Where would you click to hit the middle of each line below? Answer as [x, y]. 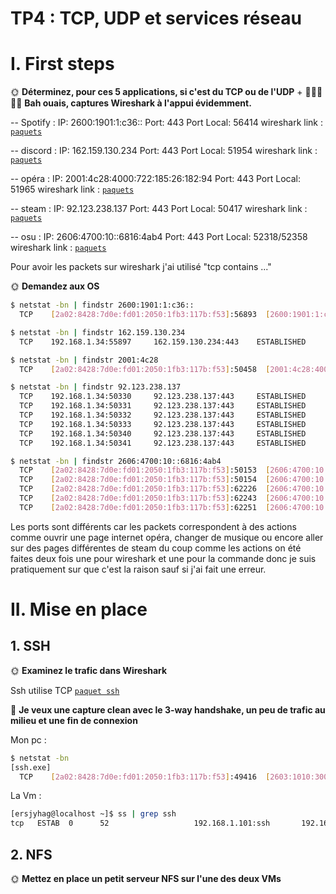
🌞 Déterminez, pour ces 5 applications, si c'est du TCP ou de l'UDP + [156, 92]
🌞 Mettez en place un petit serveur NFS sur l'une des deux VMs [146, 878]
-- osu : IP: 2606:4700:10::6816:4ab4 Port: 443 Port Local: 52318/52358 [159, 237]
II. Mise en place [79, 609]
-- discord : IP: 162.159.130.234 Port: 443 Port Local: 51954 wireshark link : [164, 151]
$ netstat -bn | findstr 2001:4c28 [84, 360]
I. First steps [62, 64]
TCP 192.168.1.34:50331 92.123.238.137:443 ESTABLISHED [163, 406]
